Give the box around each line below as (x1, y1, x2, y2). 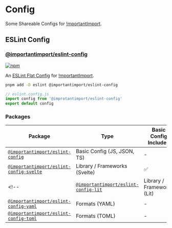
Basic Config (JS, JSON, (76, 148, 135, 155)
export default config (5, 101, 54, 106)
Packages (5, 113, 31, 120)
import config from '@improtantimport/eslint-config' (5, 96, 123, 101)
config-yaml (8, 203, 37, 210)
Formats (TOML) (76, 213, 116, 220)
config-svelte (8, 169, 42, 175)
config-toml (8, 216, 37, 221)
